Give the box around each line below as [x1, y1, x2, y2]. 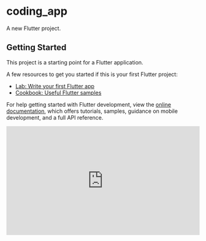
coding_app [6, 4, 67, 18]
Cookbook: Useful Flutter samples [15, 89, 102, 96]
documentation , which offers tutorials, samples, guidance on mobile [6, 107, 178, 115]
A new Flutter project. [6, 25, 61, 32]
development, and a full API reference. [6, 113, 104, 121]
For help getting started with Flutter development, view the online [6, 101, 172, 108]
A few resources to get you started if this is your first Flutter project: [6, 71, 178, 78]
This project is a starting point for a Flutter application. [6, 58, 143, 66]
